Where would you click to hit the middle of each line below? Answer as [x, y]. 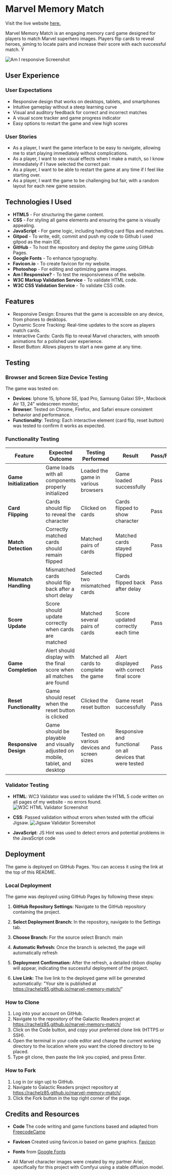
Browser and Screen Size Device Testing [57, 377]
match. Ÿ [15, 49]
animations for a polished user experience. [58, 341]
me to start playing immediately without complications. [70, 153]
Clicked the [94, 700]
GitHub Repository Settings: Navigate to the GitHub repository [79, 906]
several [90, 619]
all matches [59, 676]
